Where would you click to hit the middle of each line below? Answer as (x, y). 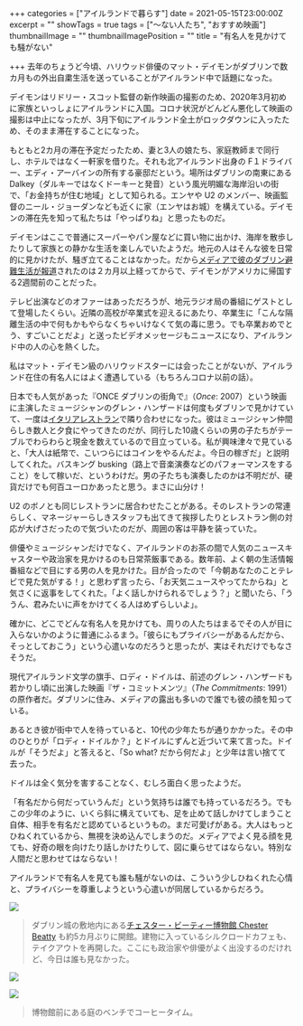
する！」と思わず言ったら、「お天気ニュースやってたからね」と (173, 582)
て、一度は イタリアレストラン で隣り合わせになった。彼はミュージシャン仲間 (151, 419)
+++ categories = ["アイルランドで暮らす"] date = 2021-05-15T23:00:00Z (147, 13)
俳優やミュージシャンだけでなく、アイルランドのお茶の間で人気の (132, 548)
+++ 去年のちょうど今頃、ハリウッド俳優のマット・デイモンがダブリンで (145, 66)
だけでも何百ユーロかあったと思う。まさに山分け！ (112, 487)
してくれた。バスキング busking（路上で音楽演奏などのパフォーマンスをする (151, 464)
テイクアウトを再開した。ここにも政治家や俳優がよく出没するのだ (154, 948)
